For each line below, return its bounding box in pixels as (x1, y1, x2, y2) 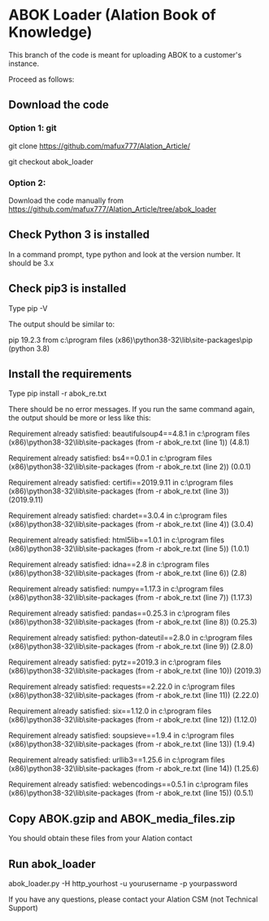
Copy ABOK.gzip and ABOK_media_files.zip (8, 812, 236, 826)
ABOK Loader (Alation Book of (8, 6, 217, 24)
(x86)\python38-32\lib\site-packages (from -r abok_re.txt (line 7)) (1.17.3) (8, 593, 254, 603)
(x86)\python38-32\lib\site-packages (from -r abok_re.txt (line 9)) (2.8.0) (8, 642, 254, 651)
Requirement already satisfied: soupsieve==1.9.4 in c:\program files (8, 730, 235, 740)
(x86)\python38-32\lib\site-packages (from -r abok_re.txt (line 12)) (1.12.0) (8, 715, 258, 725)
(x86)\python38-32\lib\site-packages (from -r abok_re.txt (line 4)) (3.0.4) (8, 520, 254, 529)
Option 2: (8, 177, 46, 188)
